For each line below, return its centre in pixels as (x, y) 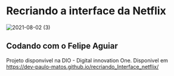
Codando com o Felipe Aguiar (62, 46)
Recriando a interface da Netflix (86, 11)
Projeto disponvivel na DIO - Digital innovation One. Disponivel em (87, 60)
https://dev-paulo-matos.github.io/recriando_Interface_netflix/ (83, 66)
